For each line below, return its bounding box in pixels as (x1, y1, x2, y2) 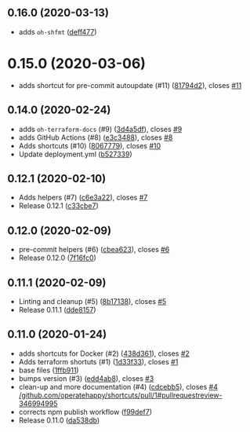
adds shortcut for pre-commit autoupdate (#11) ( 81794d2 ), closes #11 (18, 80, 242, 90)
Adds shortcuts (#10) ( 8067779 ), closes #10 (18, 141, 161, 150)
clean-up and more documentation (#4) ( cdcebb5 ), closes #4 (18, 382, 219, 391)
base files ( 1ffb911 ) (18, 365, 79, 375)
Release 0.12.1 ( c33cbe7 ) (18, 201, 99, 211)
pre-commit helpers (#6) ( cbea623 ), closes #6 (18, 245, 170, 254)
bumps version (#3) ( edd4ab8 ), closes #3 (18, 373, 154, 383)
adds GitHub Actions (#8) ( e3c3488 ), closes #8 (18, 133, 173, 142)
